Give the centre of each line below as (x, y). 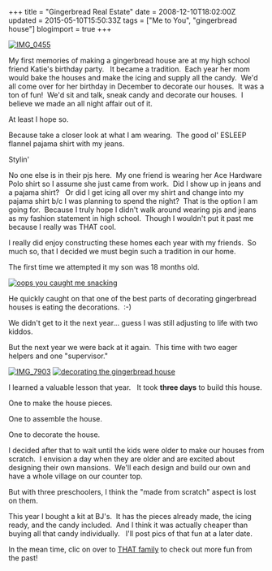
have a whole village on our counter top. (76, 476)
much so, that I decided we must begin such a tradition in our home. (123, 251)
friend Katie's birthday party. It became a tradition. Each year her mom (129, 69)
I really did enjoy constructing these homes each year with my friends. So (133, 242)
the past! (23, 558)
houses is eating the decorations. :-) (70, 307)
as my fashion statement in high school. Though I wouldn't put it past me (131, 218)
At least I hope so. (39, 119)
